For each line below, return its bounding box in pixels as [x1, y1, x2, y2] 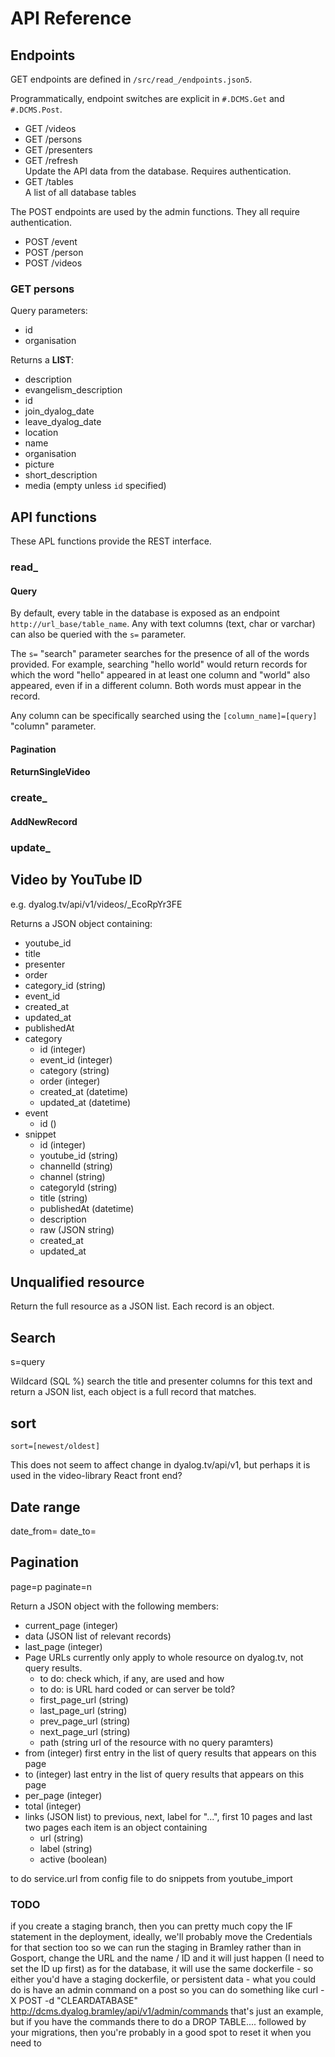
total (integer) [24, 1800, 82, 1812]
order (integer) [39, 1075, 101, 1087]
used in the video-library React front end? [10, 1470, 183, 1482]
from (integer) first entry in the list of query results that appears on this [24, 1747, 317, 1759]
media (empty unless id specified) [24, 480, 167, 492]
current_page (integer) [24, 1619, 119, 1631]
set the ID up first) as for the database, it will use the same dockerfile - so [10, 1963, 314, 1975]
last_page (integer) [24, 1640, 103, 1652]
